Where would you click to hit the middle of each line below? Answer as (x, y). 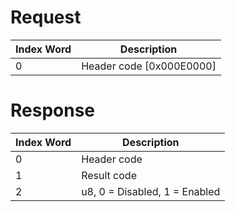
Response (53, 110)
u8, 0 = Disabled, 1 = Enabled (151, 191)
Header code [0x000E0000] (149, 66)
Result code (109, 175)
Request (46, 17)
